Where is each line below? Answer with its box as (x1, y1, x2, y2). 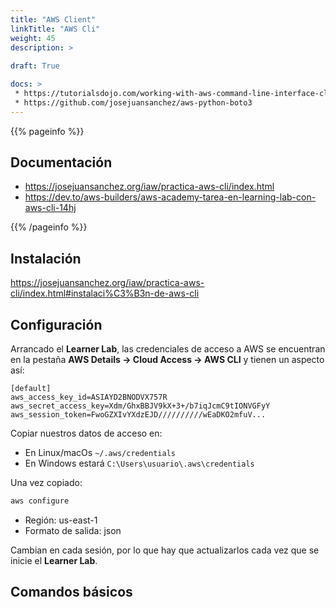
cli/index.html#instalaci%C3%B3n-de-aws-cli (10, 287, 200, 300)
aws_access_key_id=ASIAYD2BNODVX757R (10, 392, 168, 403)
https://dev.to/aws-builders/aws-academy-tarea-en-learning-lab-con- (24, 191, 317, 203)
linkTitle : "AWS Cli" (10, 24, 101, 34)
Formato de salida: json (24, 524, 122, 536)
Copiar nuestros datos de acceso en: (10, 427, 163, 440)
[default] (10, 384, 52, 394)
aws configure (10, 496, 70, 506)
